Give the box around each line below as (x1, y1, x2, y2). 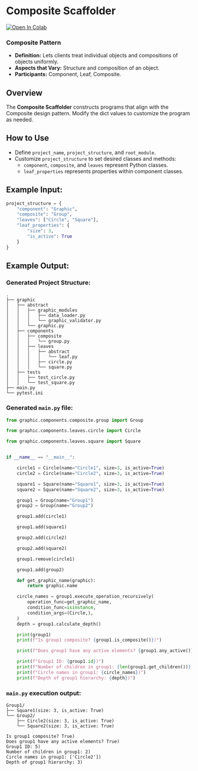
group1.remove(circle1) (16, 556, 75, 562)
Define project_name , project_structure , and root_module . (14, 149, 156, 156)
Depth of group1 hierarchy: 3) (6, 759, 83, 765)
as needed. (6, 116, 34, 123)
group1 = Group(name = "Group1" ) (16, 497, 94, 503)
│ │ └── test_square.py (6, 380, 75, 386)
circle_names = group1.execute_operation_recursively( (16, 594, 154, 600)
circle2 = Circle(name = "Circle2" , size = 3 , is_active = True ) (16, 470, 165, 476)
